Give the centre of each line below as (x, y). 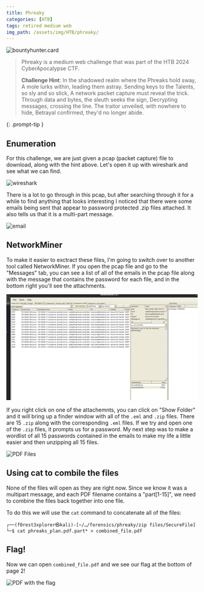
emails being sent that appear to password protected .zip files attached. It (99, 208)
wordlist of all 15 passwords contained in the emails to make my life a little (99, 435)
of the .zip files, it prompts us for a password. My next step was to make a (100, 429)
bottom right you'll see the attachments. (56, 286)
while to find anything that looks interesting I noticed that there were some (99, 202)
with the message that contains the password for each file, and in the (93, 279)
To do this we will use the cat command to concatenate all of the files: (94, 512)
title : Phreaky (25, 13)
